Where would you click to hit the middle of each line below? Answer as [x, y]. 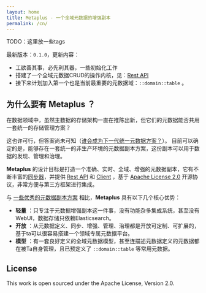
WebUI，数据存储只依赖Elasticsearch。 [65, 218]
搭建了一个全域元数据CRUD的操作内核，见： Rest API [82, 75]
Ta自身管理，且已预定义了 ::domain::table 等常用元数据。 [100, 249]
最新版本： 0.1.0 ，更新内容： [43, 55]
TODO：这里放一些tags [36, 42]
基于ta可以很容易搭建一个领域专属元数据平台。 [74, 234]
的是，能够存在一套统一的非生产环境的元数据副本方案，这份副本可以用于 [103, 148]
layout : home [23, 12]
